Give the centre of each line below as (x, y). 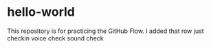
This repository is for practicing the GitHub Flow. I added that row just (105, 31)
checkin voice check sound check (56, 38)
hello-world (41, 12)
